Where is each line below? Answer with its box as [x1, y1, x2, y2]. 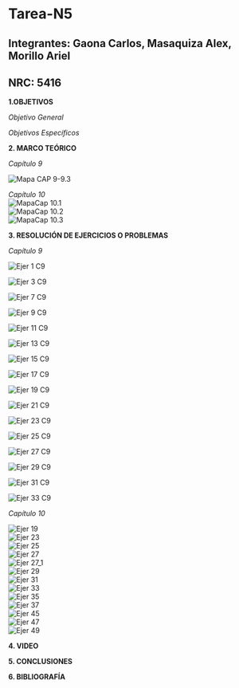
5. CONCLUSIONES [8, 657, 73, 666]
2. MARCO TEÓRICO [8, 143, 77, 153]
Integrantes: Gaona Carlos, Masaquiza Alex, [8, 37, 232, 50]
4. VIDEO [8, 641, 39, 651]
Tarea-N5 [8, 5, 73, 23]
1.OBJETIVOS [8, 97, 53, 107]
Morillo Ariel [8, 49, 71, 62]
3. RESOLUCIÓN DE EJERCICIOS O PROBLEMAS [8, 230, 169, 240]
